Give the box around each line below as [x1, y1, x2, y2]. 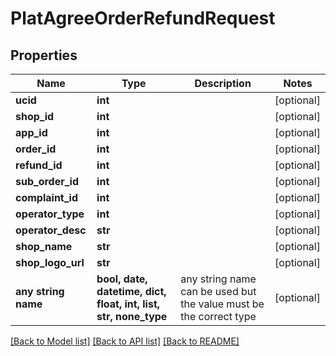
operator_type [15, 207, 85, 221]
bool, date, [96, 272, 148, 286]
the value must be [180, 297, 265, 311]
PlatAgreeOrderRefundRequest [10, 7, 276, 30]
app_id [15, 126, 48, 139]
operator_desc [15, 223, 87, 237]
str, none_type [96, 310, 168, 323]
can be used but [180, 285, 257, 298]
